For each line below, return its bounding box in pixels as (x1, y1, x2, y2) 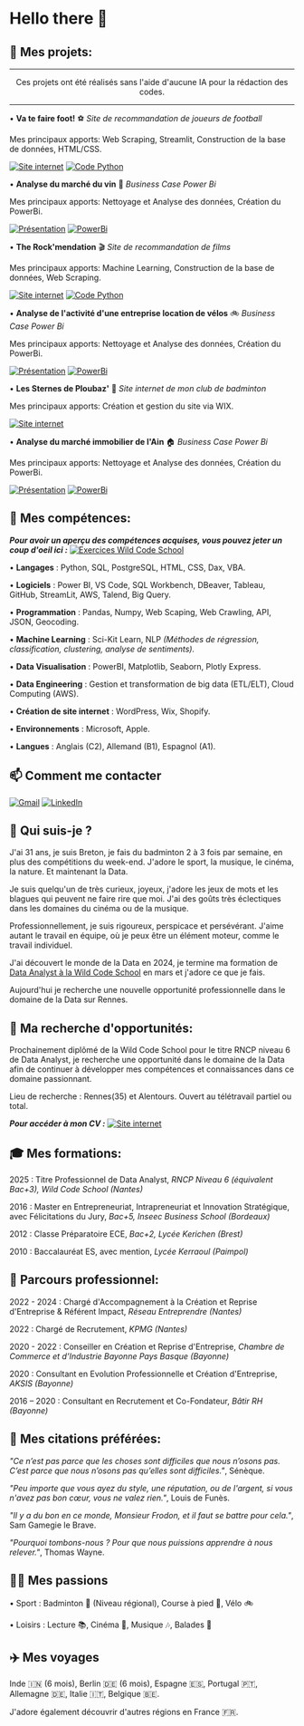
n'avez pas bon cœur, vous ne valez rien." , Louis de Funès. (9, 1492, 231, 1503)
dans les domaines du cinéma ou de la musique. (9, 903, 189, 914)
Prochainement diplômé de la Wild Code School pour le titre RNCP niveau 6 (9, 1045, 291, 1056)
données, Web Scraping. (9, 272, 101, 283)
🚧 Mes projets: (9, 44, 93, 60)
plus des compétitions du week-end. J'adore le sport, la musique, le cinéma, (9, 856, 294, 868)
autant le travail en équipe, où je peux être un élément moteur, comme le (9, 930, 280, 941)
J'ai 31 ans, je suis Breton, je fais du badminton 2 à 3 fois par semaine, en (9, 847, 283, 858)
